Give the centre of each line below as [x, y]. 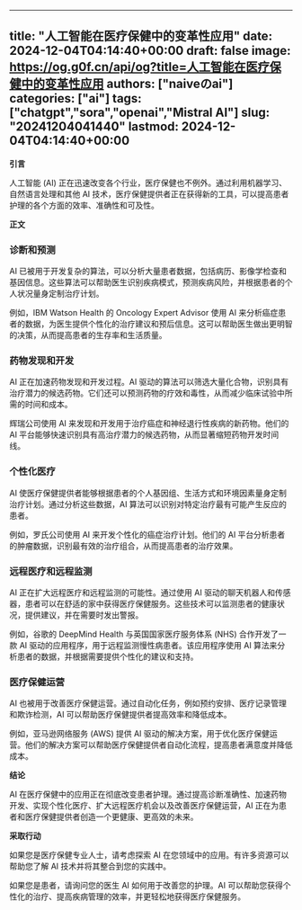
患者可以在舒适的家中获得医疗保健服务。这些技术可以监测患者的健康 [151, 604]
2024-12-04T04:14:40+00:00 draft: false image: [150, 51]
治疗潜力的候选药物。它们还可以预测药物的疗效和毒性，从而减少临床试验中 [147, 393]
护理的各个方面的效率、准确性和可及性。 [84, 205]
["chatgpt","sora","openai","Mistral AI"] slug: [140, 113]
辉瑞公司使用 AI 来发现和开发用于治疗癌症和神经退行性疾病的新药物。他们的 [149, 424]
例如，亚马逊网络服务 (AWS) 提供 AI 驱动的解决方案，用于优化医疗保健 [140, 734]
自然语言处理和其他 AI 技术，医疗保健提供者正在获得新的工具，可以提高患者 [149, 193]
